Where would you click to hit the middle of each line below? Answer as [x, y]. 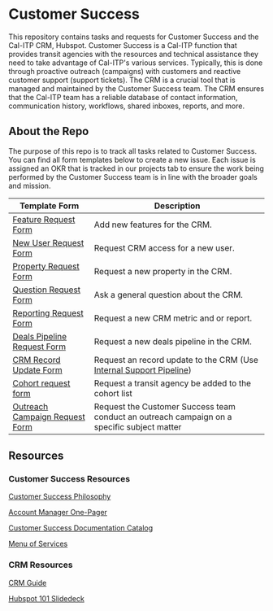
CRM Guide [28, 583]
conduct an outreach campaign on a [163, 417]
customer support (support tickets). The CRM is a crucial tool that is [122, 80]
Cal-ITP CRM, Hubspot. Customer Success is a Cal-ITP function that [123, 45]
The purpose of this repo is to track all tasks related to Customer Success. [133, 151]
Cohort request [41, 383]
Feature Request [44, 219]
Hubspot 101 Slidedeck [47, 598]
